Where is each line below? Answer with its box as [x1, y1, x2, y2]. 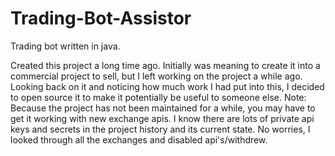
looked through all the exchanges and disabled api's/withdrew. [10, 133, 268, 146]
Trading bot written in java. [10, 40, 121, 52]
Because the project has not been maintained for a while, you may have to [10, 102, 316, 114]
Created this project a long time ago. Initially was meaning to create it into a [10, 59, 321, 71]
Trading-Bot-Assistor [10, 7, 192, 30]
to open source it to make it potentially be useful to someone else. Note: [10, 91, 307, 103]
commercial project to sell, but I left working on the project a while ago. [10, 70, 303, 82]
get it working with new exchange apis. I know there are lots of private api [10, 112, 315, 124]
